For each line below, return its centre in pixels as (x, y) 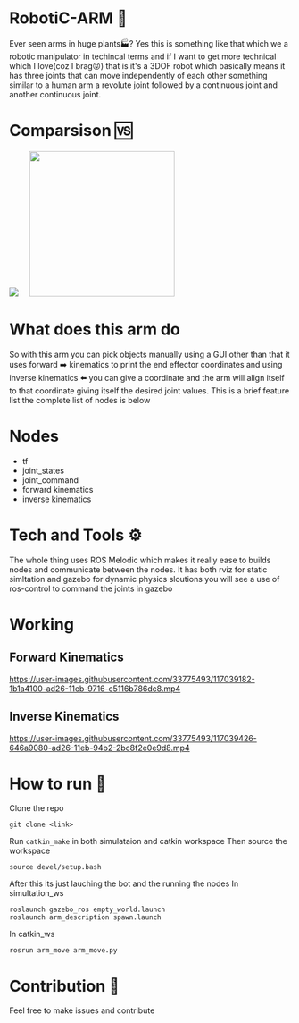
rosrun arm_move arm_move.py (63, 951)
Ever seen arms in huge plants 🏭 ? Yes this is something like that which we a (149, 43)
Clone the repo (37, 808)
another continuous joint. (55, 94)
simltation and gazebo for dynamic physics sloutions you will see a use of (145, 579)
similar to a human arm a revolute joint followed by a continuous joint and (144, 85)
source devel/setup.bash (55, 867)
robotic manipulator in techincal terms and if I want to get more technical (143, 56)
